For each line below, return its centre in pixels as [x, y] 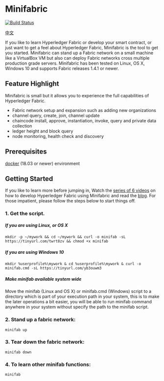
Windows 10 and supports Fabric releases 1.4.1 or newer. [62, 68]
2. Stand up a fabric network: [40, 320]
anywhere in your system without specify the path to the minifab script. [77, 307]
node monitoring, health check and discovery [58, 136]
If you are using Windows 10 [35, 252]
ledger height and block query [43, 131]
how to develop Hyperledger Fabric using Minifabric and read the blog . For [81, 196]
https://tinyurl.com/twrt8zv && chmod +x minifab [57, 241]
